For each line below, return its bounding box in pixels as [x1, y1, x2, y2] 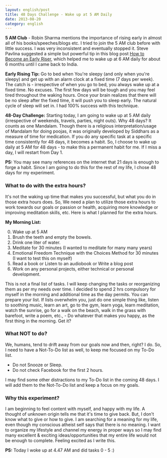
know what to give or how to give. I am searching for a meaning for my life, [5, 417, 158, 423]
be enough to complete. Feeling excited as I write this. [5, 438, 116, 444]
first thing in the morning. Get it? [5, 317, 72, 324]
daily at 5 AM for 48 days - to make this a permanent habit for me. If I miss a [5, 144, 162, 150]
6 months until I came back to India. [5, 61, 79, 67]
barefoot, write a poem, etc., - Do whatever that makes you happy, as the [5, 312, 155, 318]
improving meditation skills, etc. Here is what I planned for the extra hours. [5, 209, 158, 215]
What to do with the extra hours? [5, 182, 86, 189]
